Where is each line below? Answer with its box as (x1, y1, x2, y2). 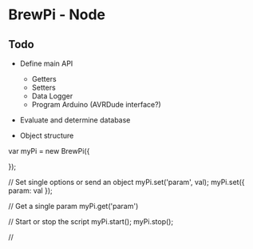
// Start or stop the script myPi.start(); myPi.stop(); (8, 217, 174, 226)
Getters (31, 74, 57, 83)
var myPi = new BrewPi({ (8, 147, 90, 155)
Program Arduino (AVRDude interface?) (31, 100, 161, 109)
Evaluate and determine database (19, 115, 131, 125)
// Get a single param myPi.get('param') (8, 202, 139, 211)
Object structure (19, 131, 74, 140)
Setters (31, 82, 56, 92)
